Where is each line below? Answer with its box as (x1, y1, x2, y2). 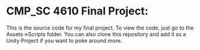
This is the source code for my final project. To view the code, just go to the (6, 24, 194, 31)
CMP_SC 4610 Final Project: (6, 4, 149, 18)
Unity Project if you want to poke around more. (6, 37, 122, 44)
